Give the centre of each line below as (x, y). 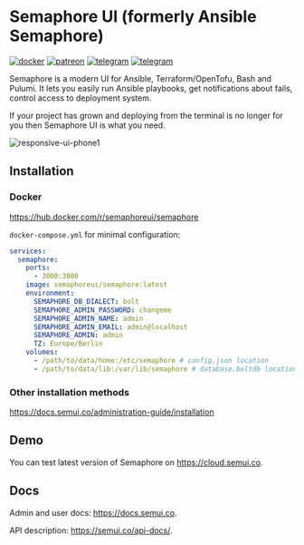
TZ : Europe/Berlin (68, 344)
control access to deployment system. (81, 98)
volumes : (42, 352)
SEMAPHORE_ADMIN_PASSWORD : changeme (102, 310)
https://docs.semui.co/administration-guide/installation (112, 412)
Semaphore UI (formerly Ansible (133, 17)
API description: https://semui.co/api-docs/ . (91, 530)
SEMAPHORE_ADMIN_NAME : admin (88, 318)
